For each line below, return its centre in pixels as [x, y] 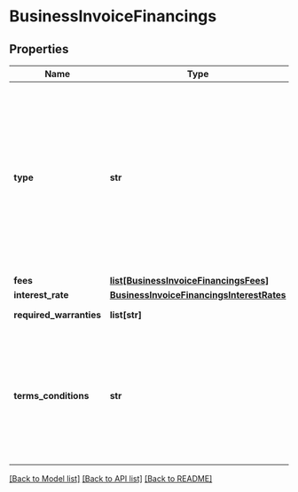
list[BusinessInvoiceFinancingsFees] [189, 281]
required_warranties [58, 315]
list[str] [125, 315]
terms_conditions [51, 396]
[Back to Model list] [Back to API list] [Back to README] [111, 479]
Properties [39, 49]
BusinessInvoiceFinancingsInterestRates [198, 295]
